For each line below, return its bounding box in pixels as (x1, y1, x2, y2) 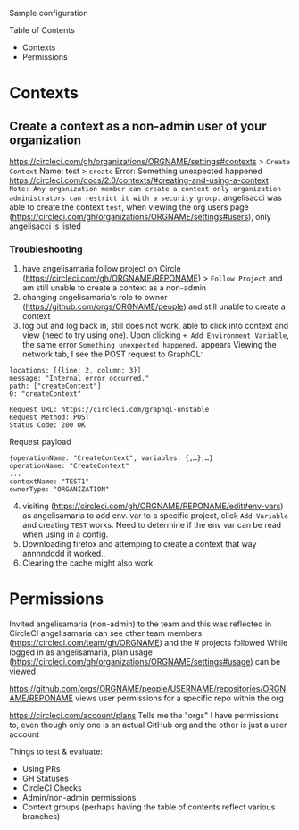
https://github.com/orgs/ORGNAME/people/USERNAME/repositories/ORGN (9, 683, 287, 694)
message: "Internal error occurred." (9, 374, 150, 383)
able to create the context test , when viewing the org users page (9, 202, 249, 213)
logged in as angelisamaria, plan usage (9, 647, 154, 658)
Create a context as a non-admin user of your (9, 118, 267, 133)
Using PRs (21, 764, 61, 775)
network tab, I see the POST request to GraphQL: (21, 348, 203, 360)
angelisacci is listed (9, 221, 82, 231)
